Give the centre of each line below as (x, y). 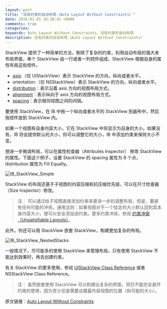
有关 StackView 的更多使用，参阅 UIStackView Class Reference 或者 (75, 267)
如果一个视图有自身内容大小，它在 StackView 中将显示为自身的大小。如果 (81, 128)
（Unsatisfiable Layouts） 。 (45, 219)
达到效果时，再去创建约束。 (38, 257)
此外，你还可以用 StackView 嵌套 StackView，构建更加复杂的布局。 (75, 230)
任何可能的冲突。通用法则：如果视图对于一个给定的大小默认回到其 (89, 207)
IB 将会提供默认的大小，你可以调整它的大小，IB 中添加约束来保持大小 (84, 134)
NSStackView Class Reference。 (39, 273)
